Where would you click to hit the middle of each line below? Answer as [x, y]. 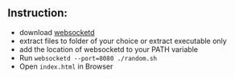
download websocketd [57, 32]
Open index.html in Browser [66, 66]
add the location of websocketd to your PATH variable [109, 49]
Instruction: [37, 13]
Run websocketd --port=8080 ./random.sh [88, 57]
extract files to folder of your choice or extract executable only [123, 41]
